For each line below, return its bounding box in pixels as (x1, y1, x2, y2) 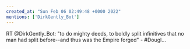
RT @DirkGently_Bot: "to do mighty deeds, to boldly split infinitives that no (6, 30, 185, 37)
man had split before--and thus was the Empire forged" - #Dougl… (6, 36, 166, 43)
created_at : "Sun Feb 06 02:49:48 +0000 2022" (6, 8, 121, 15)
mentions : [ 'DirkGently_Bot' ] (6, 14, 80, 20)
